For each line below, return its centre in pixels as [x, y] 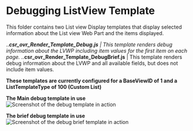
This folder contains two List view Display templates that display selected [94, 27]
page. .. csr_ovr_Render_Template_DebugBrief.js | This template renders [94, 57]
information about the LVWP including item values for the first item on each [97, 50]
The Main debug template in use [46, 98]
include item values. [30, 69]
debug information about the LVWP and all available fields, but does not [92, 63]
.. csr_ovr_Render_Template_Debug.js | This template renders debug [90, 44]
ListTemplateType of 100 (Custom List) [54, 87]
